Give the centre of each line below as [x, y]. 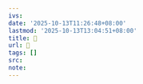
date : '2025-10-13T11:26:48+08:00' [68, 23]
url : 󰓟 [19, 46]
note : [17, 68]
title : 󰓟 [23, 38]
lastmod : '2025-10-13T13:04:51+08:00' [73, 30]
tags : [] [23, 53]
